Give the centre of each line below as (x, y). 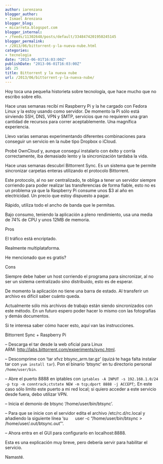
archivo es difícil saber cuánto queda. (43, 296)
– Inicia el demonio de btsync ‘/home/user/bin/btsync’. (59, 404)
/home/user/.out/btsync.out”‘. (35, 423)
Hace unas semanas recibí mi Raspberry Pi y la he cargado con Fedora (76, 106)
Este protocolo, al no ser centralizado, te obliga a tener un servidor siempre (81, 180)
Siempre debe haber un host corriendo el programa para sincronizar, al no (79, 276)
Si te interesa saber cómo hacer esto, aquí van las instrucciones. (70, 325)
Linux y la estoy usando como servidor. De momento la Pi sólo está (72, 111)
